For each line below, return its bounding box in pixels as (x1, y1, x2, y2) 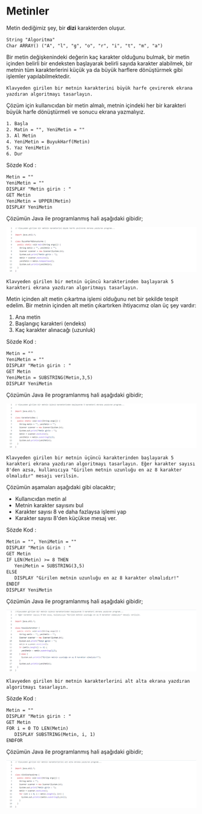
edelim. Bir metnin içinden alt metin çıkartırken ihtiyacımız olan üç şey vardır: (6, 302, 197, 309)
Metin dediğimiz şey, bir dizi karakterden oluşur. (6, 24, 126, 31)
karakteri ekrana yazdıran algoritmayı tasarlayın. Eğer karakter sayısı (6, 461, 196, 467)
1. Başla (6, 120, 28, 126)
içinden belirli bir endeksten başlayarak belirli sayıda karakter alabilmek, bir (6, 59, 193, 67)
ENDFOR (6, 738, 23, 744)
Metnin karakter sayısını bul (14, 502, 84, 509)
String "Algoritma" (6, 36, 55, 43)
